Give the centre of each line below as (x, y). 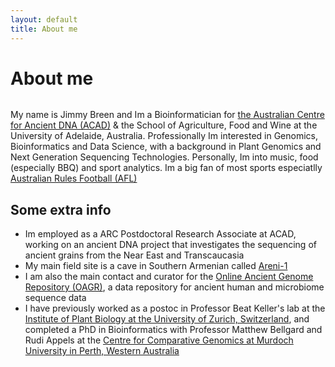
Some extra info (61, 209)
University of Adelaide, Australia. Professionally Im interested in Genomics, (164, 136)
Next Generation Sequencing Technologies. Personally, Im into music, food (164, 157)
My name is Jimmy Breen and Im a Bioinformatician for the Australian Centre (167, 115)
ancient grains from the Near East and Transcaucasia (134, 255)
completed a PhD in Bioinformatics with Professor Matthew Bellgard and (173, 330)
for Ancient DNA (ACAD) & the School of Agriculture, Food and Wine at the (164, 125)
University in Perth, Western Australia (102, 351)
